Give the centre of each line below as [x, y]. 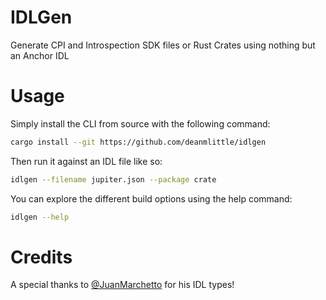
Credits [41, 257]
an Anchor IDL [40, 55]
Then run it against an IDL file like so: [86, 161]
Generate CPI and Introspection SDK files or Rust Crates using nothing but [163, 45]
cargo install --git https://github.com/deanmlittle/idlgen [138, 142]
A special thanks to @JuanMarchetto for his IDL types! [122, 285]
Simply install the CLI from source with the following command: [140, 123]
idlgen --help [40, 217]
